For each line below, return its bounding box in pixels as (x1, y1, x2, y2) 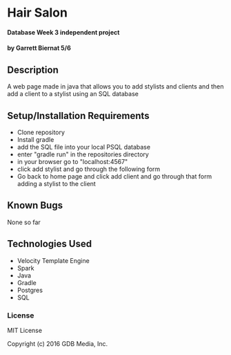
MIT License (7, 326, 43, 334)
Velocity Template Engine (17, 256, 90, 264)
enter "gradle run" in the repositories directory (17, 150, 150, 158)
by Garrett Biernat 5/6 (7, 44, 71, 53)
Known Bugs (7, 199, 63, 212)
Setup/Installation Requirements (7, 109, 150, 122)
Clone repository (17, 128, 66, 136)
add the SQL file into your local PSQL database (17, 143, 150, 151)
